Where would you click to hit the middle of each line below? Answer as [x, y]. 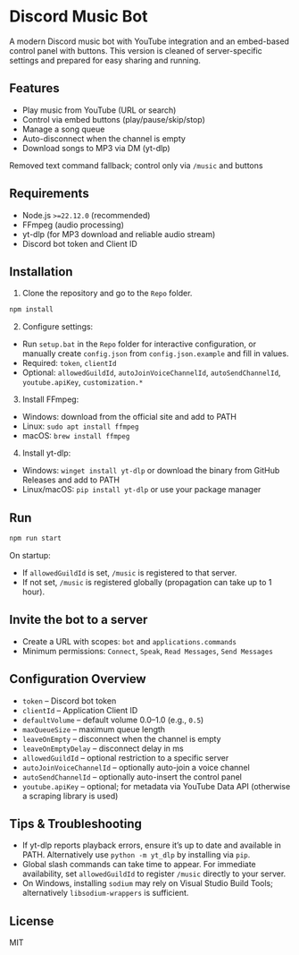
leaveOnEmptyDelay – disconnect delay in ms [103, 748]
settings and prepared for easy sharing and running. [105, 60]
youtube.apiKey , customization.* [83, 382]
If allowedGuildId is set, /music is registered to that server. [129, 572]
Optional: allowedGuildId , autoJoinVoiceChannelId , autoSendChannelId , [151, 372]
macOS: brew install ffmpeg [76, 436]
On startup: [30, 555]
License [32, 921]
